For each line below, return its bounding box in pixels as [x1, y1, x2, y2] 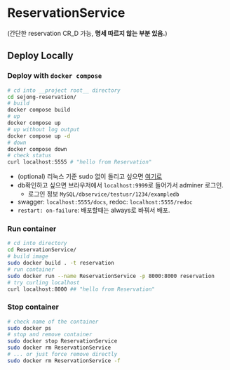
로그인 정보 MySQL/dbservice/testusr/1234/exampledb [27, 190, 180, 198]
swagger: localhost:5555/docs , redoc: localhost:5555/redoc [17, 198, 193, 206]
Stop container [7, 302, 60, 312]
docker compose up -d [7, 132, 71, 140]
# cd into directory [7, 240, 68, 247]
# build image [7, 253, 49, 260]
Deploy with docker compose [7, 71, 102, 81]
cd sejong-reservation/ [7, 93, 77, 100]
